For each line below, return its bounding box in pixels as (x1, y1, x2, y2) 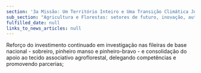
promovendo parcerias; (6, 61, 64, 68)
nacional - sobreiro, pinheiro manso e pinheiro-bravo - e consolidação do (6, 48, 187, 55)
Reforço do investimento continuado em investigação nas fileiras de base (6, 42, 187, 49)
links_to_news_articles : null (6, 25, 82, 31)
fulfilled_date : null (6, 20, 60, 26)
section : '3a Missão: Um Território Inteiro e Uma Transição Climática (6, 8, 188, 15)
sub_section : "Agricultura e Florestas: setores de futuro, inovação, (6, 14, 186, 20)
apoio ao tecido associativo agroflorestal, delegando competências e (6, 54, 176, 61)
